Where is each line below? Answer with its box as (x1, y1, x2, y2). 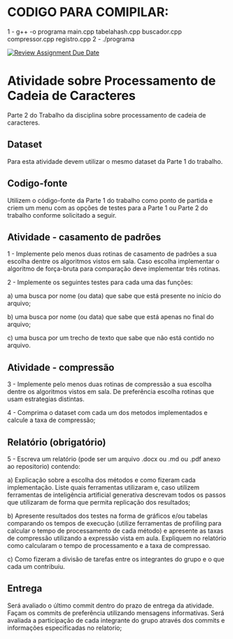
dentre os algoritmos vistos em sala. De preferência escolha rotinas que (7, 388, 215, 396)
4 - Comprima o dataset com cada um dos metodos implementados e (7, 409, 208, 417)
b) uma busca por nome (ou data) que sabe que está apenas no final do (7, 313, 215, 321)
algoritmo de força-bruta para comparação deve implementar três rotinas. (7, 265, 220, 273)
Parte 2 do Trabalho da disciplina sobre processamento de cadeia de (7, 111, 206, 119)
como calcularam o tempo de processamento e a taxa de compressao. (7, 541, 211, 549)
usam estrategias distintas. (7, 395, 85, 403)
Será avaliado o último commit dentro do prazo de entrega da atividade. (7, 601, 215, 610)
